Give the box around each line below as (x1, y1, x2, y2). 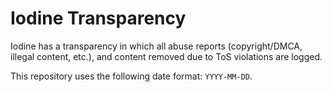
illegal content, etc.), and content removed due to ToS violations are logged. (10, 50, 323, 62)
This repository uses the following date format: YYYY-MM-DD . (10, 70, 253, 82)
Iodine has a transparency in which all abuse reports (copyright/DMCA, (10, 40, 303, 52)
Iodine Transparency (10, 7, 187, 30)
